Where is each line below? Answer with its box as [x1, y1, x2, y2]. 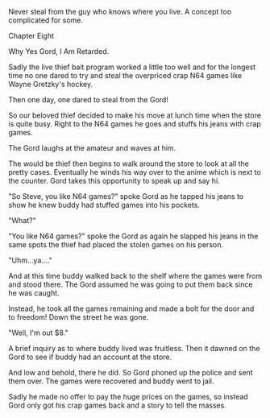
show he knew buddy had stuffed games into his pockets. [8, 201, 200, 209]
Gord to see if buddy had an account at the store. [8, 352, 172, 362]
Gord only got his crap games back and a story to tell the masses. [8, 400, 227, 410]
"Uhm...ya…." [8, 255, 52, 265]
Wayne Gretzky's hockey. [8, 80, 93, 89]
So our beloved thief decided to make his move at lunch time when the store [8, 110, 262, 120]
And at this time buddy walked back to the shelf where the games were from [8, 271, 263, 280]
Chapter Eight [8, 31, 55, 40]
